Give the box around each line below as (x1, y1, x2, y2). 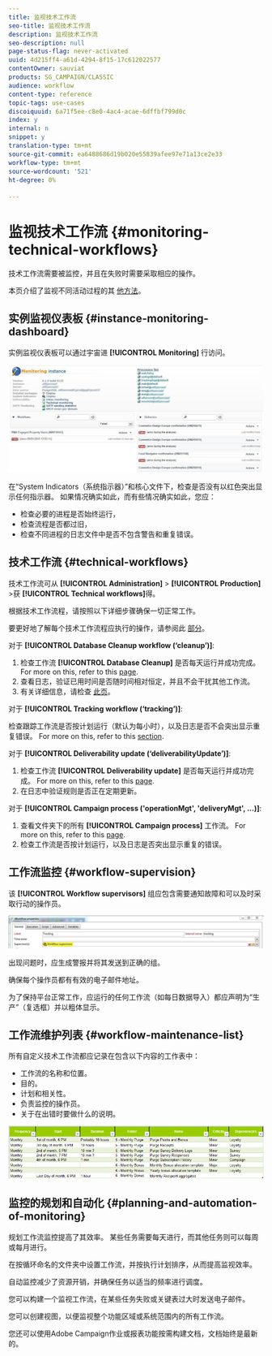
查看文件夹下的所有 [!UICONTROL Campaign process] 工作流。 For (19, 820, 246, 830)
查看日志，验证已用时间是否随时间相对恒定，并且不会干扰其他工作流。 (19, 676, 255, 686)
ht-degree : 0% (8, 175, 57, 184)
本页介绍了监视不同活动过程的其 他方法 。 (8, 286, 146, 296)
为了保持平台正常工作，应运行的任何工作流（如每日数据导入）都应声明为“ (8, 991, 253, 1002)
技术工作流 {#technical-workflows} (8, 555, 189, 569)
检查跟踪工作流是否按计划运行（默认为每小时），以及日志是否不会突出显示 (8, 721, 253, 731)
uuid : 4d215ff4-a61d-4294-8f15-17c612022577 (8, 56, 161, 64)
